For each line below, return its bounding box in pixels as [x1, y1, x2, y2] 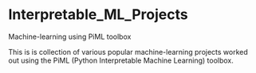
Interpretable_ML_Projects [8, 6, 189, 24]
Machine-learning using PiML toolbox [8, 32, 132, 41]
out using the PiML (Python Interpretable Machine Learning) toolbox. [8, 56, 234, 65]
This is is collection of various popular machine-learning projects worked [8, 47, 249, 56]
